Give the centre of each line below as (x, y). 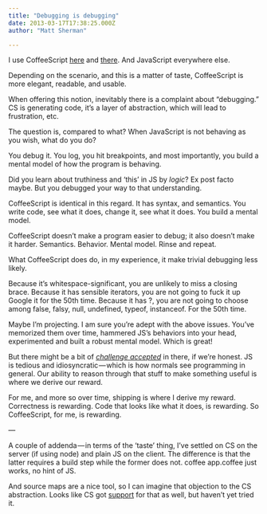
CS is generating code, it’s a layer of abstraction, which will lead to (118, 108)
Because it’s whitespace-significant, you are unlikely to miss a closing (123, 284)
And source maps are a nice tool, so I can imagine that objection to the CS (130, 486)
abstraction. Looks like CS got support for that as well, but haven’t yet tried (131, 495)
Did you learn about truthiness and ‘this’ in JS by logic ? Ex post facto (121, 179)
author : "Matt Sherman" (48, 30)
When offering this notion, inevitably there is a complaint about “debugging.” (133, 100)
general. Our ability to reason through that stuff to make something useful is (133, 374)
